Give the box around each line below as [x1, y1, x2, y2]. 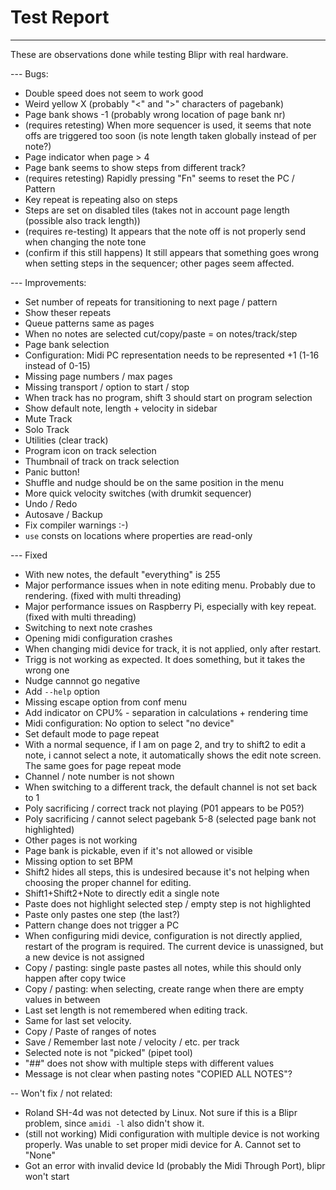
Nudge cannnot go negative [24, 674, 141, 686]
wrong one [24, 664, 70, 676]
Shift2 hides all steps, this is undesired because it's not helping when [24, 866, 310, 878]
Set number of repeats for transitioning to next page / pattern [24, 296, 278, 308]
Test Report [10, 6, 110, 29]
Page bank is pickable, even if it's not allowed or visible [24, 844, 253, 856]
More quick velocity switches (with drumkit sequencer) [24, 487, 252, 499]
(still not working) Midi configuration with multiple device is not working [24, 1127, 320, 1140]
